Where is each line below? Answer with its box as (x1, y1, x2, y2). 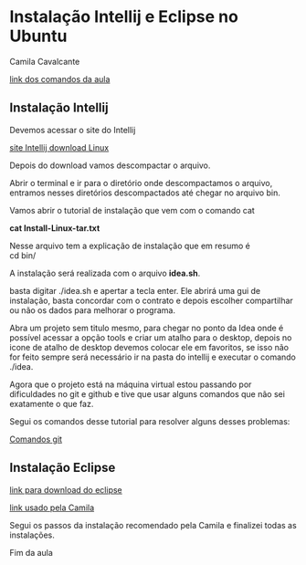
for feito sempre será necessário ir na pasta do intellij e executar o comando (9, 351, 297, 362)
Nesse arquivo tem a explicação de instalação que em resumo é (9, 240, 251, 251)
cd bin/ (9, 249, 37, 261)
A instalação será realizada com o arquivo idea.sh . (9, 267, 201, 278)
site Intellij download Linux (9, 141, 110, 152)
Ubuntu (9, 26, 68, 47)
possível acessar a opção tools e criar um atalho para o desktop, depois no (9, 331, 292, 343)
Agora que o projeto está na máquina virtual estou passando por (9, 379, 252, 390)
